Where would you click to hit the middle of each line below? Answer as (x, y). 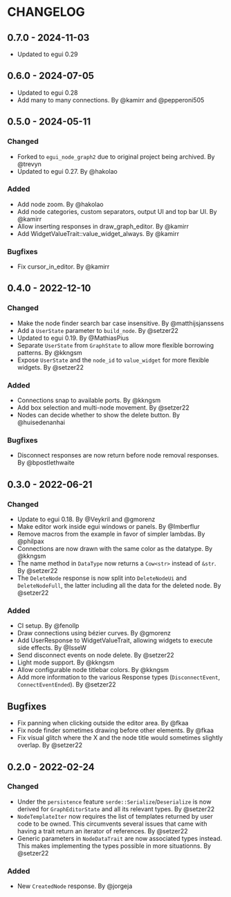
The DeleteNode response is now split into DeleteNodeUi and (102, 578)
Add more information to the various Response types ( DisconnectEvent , (118, 677)
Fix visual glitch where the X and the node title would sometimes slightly (120, 738)
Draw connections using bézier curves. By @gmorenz (94, 633)
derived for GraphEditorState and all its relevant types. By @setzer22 (116, 809)
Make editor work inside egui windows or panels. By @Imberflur (108, 527)
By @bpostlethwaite (46, 463)
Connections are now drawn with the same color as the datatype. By (115, 549)
